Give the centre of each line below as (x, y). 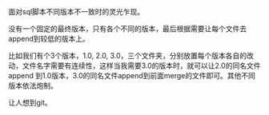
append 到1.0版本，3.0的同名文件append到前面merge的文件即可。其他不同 (132, 75)
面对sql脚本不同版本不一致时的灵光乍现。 (76, 12)
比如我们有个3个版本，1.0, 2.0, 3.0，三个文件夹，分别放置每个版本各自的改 (131, 56)
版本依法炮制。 (33, 85)
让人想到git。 (30, 103)
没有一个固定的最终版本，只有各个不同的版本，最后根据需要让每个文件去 (127, 29)
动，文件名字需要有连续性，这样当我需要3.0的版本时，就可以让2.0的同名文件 (134, 65)
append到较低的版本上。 (49, 39)
